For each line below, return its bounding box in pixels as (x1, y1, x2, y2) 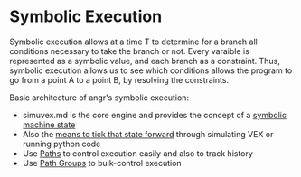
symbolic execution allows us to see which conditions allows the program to (9, 65, 293, 76)
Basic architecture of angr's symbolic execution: (9, 92, 190, 103)
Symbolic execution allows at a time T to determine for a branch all (9, 36, 258, 47)
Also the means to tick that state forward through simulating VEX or (22, 128, 274, 139)
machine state (22, 119, 76, 130)
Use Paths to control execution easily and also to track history (22, 147, 253, 159)
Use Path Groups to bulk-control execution (22, 157, 183, 168)
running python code (22, 138, 101, 149)
